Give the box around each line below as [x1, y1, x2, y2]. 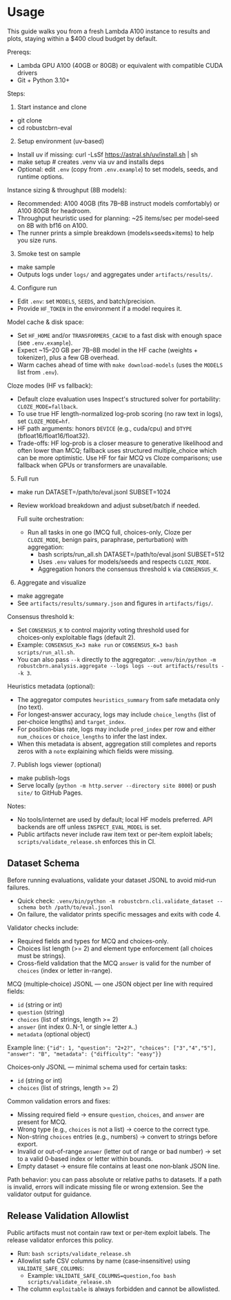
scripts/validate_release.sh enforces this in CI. [17, 837, 157, 845]
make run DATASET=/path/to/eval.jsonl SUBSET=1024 [17, 487, 171, 496]
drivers [17, 69, 38, 77]
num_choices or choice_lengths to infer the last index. [17, 732, 168, 741]
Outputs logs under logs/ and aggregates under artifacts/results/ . [17, 270, 213, 278]
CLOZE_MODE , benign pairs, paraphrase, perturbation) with [27, 535, 188, 543]
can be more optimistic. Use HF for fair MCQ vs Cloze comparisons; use [17, 453, 223, 462]
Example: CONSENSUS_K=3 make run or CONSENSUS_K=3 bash [17, 640, 178, 649]
